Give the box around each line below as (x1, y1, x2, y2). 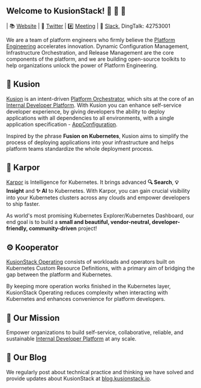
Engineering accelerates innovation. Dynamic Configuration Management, (6, 43, 189, 50)
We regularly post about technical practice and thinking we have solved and (6, 368, 194, 375)
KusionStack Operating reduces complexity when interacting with (6, 289, 168, 296)
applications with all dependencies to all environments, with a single (6, 114, 175, 121)
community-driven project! (29, 225, 97, 232)
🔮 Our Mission (6, 313, 60, 323)
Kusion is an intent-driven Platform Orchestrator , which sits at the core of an (6, 95, 194, 102)
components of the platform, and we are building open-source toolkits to (6, 55, 186, 62)
